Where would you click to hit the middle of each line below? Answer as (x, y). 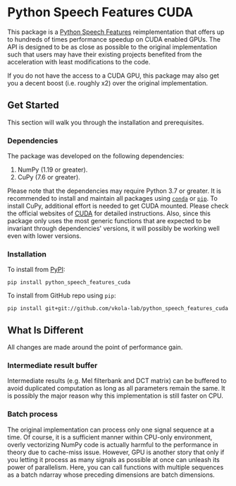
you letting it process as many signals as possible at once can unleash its (113, 459)
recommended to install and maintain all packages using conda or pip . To (113, 198)
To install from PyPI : (36, 270)
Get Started (33, 106)
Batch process (33, 414)
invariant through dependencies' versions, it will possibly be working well (113, 229)
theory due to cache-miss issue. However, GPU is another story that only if (116, 452)
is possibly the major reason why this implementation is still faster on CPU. (116, 396)
